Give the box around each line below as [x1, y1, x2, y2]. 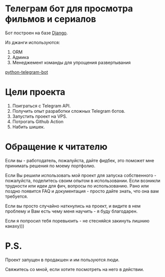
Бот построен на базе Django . [5, 30, 68, 36]
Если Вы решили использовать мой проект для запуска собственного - [5, 172, 157, 178]
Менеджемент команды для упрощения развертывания [12, 59, 131, 65]
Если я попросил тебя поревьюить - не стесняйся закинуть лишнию [5, 218, 150, 224]
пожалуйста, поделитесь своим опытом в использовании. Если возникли [5, 178, 161, 184]
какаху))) [5, 223, 25, 229]
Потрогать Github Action [12, 118, 64, 124]
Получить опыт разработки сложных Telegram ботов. [12, 108, 125, 114]
